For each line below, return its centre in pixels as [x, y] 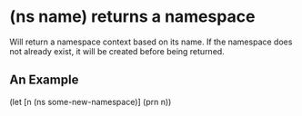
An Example [44, 80]
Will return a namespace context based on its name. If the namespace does [151, 42]
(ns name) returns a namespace [132, 17]
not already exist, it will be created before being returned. [117, 51]
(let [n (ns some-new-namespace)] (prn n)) [91, 101]
